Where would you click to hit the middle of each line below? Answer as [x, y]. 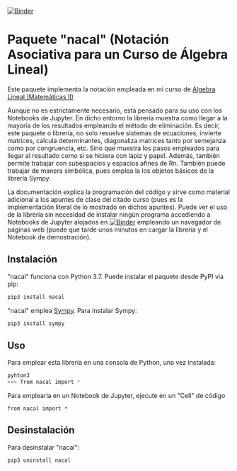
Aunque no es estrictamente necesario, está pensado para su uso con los [115, 110]
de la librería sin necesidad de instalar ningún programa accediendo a [109, 214]
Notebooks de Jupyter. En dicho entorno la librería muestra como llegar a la [117, 118]
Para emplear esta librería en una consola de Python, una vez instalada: [112, 363]
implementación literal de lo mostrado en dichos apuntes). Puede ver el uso [117, 207]
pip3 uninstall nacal [39, 460]
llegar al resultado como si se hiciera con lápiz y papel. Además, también [114, 155]
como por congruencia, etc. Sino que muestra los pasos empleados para [114, 148]
